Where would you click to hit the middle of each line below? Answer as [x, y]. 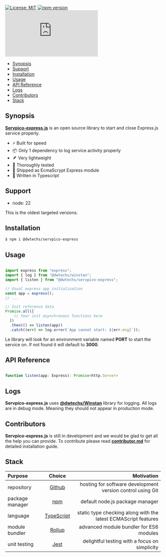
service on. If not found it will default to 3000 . [52, 344]
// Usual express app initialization [44, 289]
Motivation [145, 476]
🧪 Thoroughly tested [33, 165]
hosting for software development [119, 484]
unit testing [21, 544]
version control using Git [130, 490]
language [19, 515]
